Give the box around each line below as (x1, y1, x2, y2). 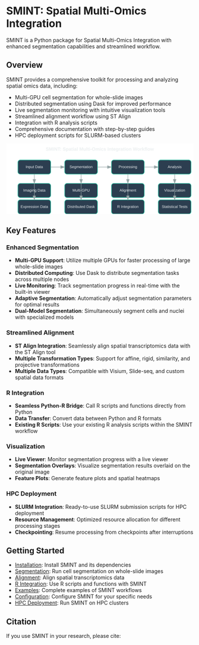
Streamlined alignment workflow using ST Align (14, 112, 131, 120)
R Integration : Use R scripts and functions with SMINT (14, 580, 147, 587)
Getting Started (6, 546, 65, 556)
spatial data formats (14, 374, 64, 381)
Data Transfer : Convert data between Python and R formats (14, 415, 162, 422)
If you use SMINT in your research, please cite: (6, 633, 121, 640)
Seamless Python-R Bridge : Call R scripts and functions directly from (14, 402, 186, 409)
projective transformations (14, 361, 80, 368)
